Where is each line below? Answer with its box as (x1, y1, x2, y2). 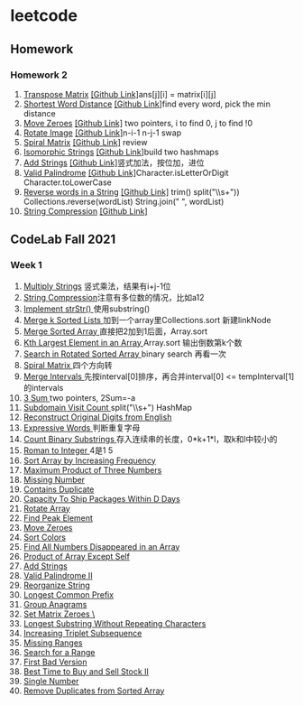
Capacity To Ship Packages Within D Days (23, 493, 181, 504)
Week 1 (10, 259, 43, 272)
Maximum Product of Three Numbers (23, 464, 162, 475)
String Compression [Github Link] (23, 205, 148, 217)
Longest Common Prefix (23, 589, 115, 600)
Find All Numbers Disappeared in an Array (23, 541, 180, 552)
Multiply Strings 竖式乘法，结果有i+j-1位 (23, 281, 171, 292)
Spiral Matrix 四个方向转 (23, 359, 113, 370)
